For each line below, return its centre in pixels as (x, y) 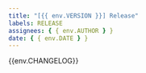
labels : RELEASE (35, 23)
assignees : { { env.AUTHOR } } (61, 30)
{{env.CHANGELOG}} (44, 61)
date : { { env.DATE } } (48, 38)
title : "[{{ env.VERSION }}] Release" (73, 16)
